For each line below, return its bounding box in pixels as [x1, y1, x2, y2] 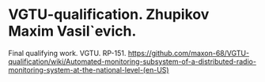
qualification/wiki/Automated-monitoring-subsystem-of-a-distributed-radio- [8, 57, 257, 66]
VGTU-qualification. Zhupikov [8, 6, 210, 24]
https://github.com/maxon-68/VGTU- [127, 48, 250, 58]
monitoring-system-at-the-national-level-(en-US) [8, 65, 169, 74]
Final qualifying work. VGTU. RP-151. [8, 48, 127, 58]
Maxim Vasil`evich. [8, 22, 137, 40]
